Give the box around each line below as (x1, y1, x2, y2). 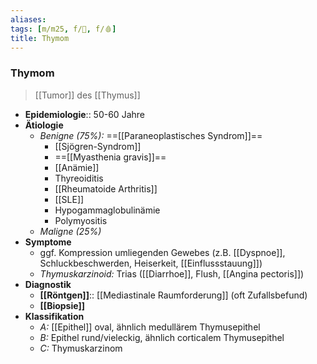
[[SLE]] (54, 193, 85, 205)
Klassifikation (24, 310, 85, 322)
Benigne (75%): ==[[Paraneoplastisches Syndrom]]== (39, 129, 263, 141)
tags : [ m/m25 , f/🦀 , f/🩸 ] (10, 24, 117, 34)
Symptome (24, 236, 72, 248)
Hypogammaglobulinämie (54, 204, 161, 216)
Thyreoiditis (54, 172, 104, 184)
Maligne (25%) (39, 225, 102, 237)
